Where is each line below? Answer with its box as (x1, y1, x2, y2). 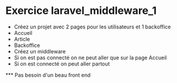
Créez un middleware (13, 48, 66, 55)
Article (13, 35, 30, 42)
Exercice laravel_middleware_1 (5, 4, 157, 17)
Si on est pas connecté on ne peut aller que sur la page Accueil (13, 54, 167, 61)
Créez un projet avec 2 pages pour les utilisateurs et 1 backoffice (13, 23, 171, 30)
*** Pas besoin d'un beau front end (5, 71, 91, 78)
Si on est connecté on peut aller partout (13, 60, 110, 67)
